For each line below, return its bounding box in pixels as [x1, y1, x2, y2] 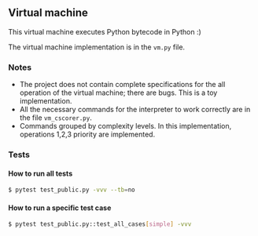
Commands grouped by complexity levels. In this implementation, [19, 122, 232, 131]
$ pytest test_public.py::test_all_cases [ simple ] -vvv [8, 220, 192, 228]
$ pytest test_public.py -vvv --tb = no [8, 186, 135, 194]
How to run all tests [8, 169, 73, 178]
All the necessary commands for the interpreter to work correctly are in [19, 105, 251, 114]
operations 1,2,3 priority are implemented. [19, 129, 156, 140]
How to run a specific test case [8, 203, 112, 212]
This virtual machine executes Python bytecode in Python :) [8, 27, 202, 36]
